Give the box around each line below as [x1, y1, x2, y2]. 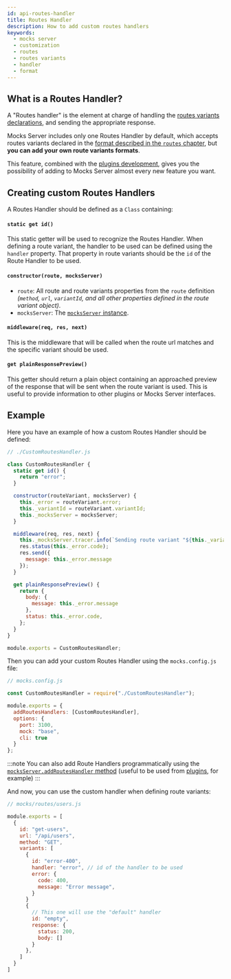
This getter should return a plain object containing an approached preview [7, 375, 218, 383]
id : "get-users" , [19, 826, 69, 833]
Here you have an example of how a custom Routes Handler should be [7, 427, 207, 436]
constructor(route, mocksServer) [7, 272, 103, 279]
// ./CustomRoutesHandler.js [7, 448, 91, 455]
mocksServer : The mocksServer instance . [16, 308, 129, 317]
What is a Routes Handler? [7, 93, 123, 104]
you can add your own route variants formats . [7, 146, 140, 155]
